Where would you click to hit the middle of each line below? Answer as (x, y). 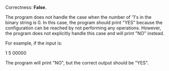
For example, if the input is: (34, 43)
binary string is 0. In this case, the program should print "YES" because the (84, 23)
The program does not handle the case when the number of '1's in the (78, 17)
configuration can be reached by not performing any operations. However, (83, 28)
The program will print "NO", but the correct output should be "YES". (77, 63)
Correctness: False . (26, 7)
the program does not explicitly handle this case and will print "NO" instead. (85, 33)
